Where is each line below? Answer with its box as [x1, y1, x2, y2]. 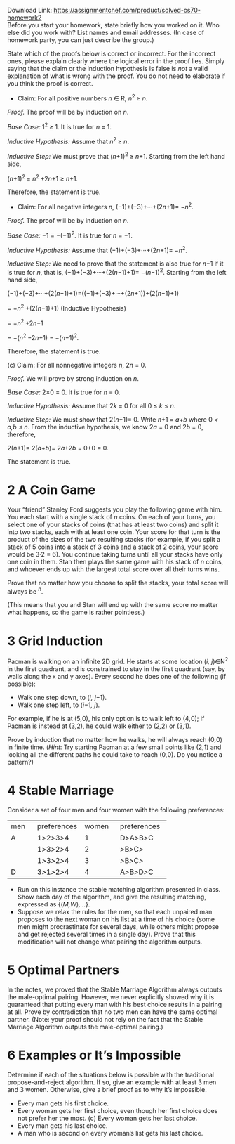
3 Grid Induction [7, 632, 104, 649]
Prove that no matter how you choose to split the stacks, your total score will [7, 578, 229, 587]
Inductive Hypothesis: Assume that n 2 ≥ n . [7, 136, 130, 145]
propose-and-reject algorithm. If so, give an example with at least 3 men [7, 1078, 217, 1086]
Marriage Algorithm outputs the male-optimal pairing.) [7, 1022, 163, 1031]
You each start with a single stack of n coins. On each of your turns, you [7, 512, 216, 521]
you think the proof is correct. [7, 79, 93, 87]
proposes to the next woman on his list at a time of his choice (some [17, 915, 215, 923]
